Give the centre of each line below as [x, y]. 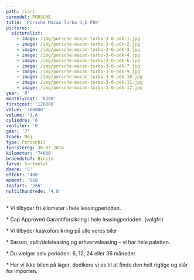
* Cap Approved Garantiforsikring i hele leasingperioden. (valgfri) [85, 219]
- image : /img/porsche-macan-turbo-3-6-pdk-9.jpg [79, 71]
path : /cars [21, 11]
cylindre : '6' [23, 121]
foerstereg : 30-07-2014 [35, 148]
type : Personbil [26, 142]
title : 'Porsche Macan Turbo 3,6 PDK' [53, 22]
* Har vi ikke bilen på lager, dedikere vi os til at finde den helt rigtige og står [97, 265]
